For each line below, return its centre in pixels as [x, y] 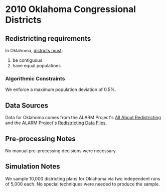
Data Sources [27, 105]
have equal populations [37, 66]
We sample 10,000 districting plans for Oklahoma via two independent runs [83, 178]
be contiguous [27, 60]
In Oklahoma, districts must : [34, 51]
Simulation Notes [33, 167]
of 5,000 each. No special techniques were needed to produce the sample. [83, 184]
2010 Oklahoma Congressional [71, 9]
